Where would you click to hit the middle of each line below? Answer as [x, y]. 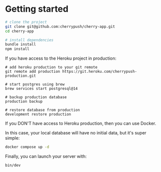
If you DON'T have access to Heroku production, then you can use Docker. [80, 124]
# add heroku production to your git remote [51, 67]
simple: [13, 138]
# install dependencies [29, 40]
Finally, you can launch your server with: [46, 156]
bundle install [21, 44]
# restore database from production [42, 110]
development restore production [38, 114]
